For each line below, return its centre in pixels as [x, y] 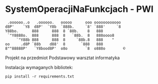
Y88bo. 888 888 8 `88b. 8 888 [54, 31]
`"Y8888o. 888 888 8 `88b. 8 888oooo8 [61, 35]
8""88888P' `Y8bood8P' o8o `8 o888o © [65, 48]
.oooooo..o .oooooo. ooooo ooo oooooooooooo [64, 22]
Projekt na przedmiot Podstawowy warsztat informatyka [63, 58]
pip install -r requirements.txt [40, 76]
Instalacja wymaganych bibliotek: [39, 67]
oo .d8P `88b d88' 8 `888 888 [54, 44]
